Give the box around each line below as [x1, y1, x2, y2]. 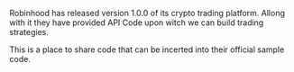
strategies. [9, 27, 50, 37]
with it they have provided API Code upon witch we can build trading [9, 17, 264, 28]
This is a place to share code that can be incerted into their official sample [9, 44, 285, 55]
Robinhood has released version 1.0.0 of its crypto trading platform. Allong [9, 8, 286, 18]
